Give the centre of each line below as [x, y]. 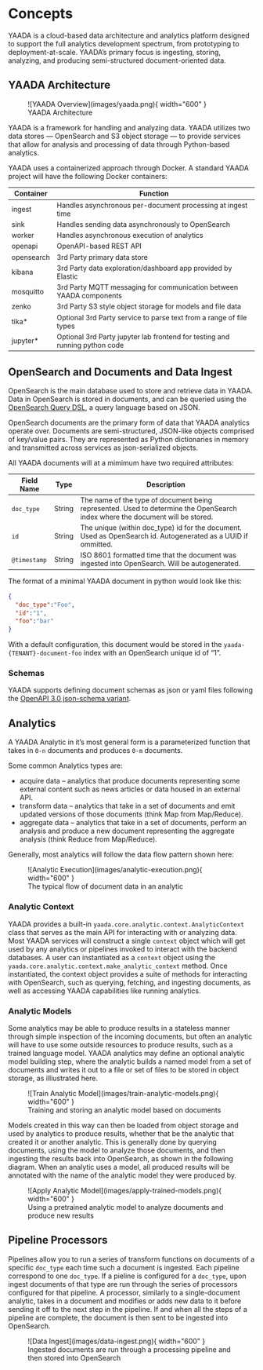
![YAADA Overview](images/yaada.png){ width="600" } [117, 104]
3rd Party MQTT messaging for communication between [148, 287]
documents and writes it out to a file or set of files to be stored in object [123, 1069]
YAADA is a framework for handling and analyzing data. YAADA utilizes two [129, 127]
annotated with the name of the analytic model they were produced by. [122, 1175]
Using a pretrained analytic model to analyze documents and [126, 1207]
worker [23, 235]
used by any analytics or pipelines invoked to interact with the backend [122, 949]
